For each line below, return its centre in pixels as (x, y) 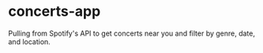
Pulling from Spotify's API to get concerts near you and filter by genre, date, (131, 33)
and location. (30, 41)
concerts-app (54, 11)
